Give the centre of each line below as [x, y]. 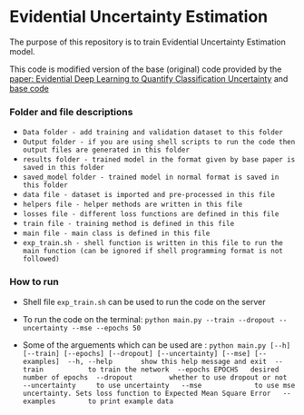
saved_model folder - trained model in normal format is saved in [151, 178]
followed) [41, 259]
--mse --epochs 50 [106, 328]
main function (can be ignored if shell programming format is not [152, 252]
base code [29, 88]
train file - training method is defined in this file [128, 224]
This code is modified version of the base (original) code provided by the [146, 69]
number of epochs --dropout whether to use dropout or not [155, 377]
